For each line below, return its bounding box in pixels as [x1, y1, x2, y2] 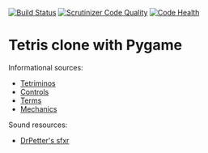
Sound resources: [8, 120, 68, 130]
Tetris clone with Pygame [8, 36, 183, 54]
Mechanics [19, 104, 57, 113]
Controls [19, 87, 49, 96]
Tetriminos [19, 78, 56, 88]
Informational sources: [8, 62, 83, 72]
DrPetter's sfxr [19, 135, 70, 145]
